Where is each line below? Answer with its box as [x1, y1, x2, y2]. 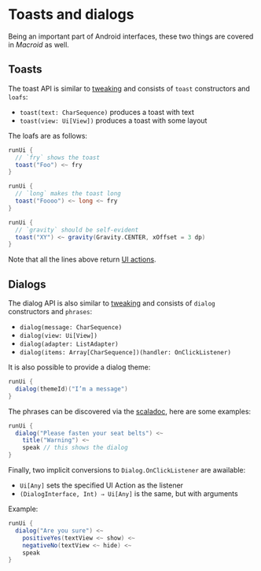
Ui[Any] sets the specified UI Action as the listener [19, 480, 183, 490]
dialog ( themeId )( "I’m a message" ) [15, 384, 128, 393]
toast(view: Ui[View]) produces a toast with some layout [19, 116, 208, 125]
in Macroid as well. [8, 39, 69, 49]
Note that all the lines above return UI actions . [8, 254, 156, 265]
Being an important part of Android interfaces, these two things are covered [8, 32, 254, 41]
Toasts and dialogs [8, 6, 134, 24]
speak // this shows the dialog [22, 443, 128, 452]
